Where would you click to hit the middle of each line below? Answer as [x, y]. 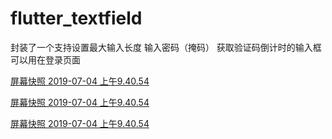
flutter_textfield [76, 18]
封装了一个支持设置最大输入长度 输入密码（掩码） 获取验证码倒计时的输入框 [166, 47]
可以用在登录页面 [45, 59]
